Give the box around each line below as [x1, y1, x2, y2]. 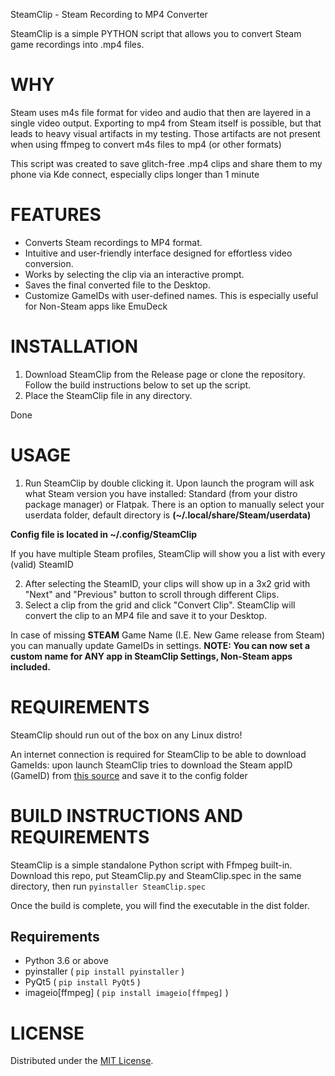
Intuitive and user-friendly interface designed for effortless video [24, 247, 293, 259]
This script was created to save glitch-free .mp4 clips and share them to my [10, 157, 323, 169]
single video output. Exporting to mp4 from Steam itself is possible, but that [10, 117, 322, 129]
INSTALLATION [10, 335, 138, 358]
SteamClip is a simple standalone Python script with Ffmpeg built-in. [10, 859, 293, 871]
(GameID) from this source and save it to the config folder [10, 769, 248, 781]
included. [10, 660, 51, 673]
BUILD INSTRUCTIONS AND [10, 804, 244, 827]
